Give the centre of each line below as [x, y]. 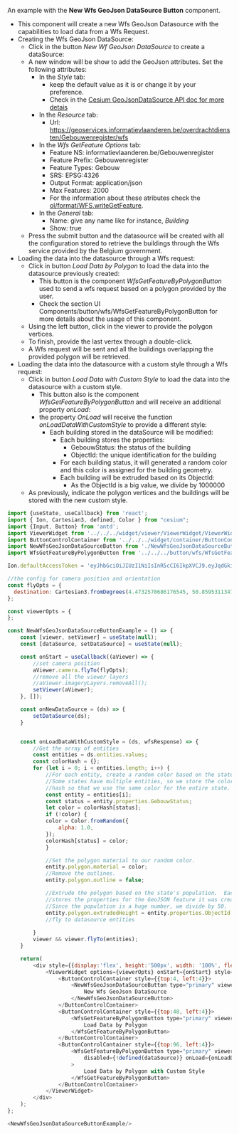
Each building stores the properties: [112, 440]
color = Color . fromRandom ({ [87, 821]
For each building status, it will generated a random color [144, 462]
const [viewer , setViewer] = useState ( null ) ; [89, 637]
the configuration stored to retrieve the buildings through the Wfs [124, 243]
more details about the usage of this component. [110, 319]
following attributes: [58, 69]
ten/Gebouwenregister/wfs [89, 137]
